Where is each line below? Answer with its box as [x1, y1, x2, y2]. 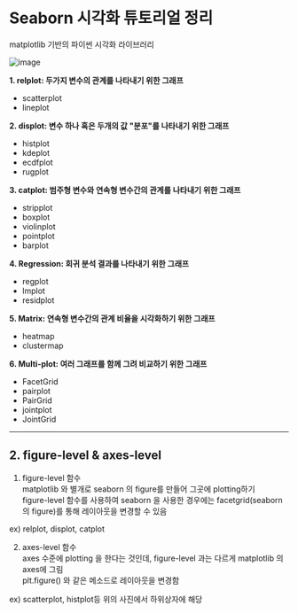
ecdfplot [21, 157, 53, 167]
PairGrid [21, 395, 53, 406]
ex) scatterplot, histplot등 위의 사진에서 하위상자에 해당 [9, 594, 203, 604]
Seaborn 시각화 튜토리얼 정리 [9, 8, 214, 28]
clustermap [21, 340, 64, 351]
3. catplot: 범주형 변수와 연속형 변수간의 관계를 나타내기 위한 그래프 [9, 184, 241, 195]
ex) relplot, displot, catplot [9, 524, 105, 534]
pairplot [21, 385, 51, 396]
